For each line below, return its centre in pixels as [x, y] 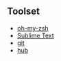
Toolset [23, 11]
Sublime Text [36, 35]
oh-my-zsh [33, 28]
